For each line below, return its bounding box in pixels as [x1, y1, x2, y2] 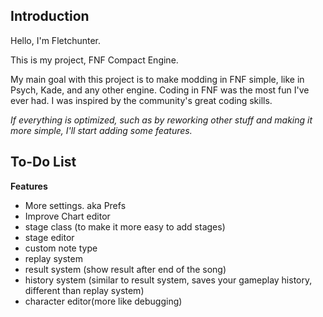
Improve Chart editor [24, 210, 111, 222]
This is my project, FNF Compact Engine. [10, 54, 179, 66]
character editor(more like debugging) [24, 295, 183, 307]
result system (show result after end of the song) [24, 263, 227, 275]
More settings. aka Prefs [24, 199, 127, 211]
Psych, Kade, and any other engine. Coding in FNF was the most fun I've [10, 84, 310, 96]
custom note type [24, 242, 98, 254]
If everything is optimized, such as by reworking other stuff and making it [10, 114, 313, 126]
